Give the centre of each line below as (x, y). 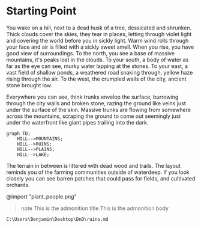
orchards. (18, 185)
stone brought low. (29, 85)
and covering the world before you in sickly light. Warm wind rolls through (97, 40)
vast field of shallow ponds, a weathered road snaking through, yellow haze (100, 72)
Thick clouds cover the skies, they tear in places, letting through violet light (99, 34)
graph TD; (19, 134)
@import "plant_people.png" (41, 196)
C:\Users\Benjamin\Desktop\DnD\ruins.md (58, 219)
